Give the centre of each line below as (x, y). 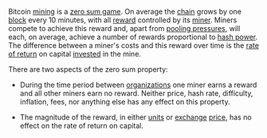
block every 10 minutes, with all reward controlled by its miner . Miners (123, 20)
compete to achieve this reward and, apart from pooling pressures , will (124, 28)
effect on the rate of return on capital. (82, 126)
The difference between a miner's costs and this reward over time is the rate (133, 45)
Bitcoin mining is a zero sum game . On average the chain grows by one (125, 12)
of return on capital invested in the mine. (75, 54)
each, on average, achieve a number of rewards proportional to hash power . (133, 37)
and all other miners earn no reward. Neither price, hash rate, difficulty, (136, 93)
